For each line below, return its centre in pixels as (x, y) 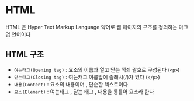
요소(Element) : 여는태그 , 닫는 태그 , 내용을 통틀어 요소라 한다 (84, 92)
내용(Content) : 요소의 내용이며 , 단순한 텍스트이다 (71, 84)
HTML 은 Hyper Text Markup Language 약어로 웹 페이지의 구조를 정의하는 (91, 27)
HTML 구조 (25, 55)
